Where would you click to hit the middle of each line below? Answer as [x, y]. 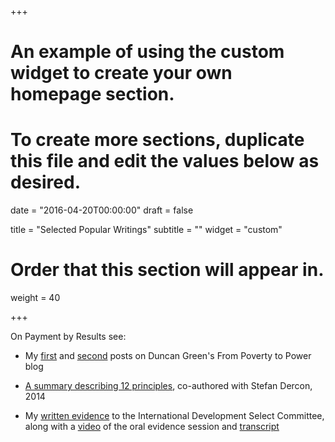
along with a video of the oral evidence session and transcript [152, 427]
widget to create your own [121, 73]
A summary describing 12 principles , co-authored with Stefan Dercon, [168, 386]
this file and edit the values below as [165, 161]
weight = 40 [35, 298]
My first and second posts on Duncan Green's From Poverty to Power [168, 356]
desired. [45, 182]
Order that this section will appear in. [167, 270]
